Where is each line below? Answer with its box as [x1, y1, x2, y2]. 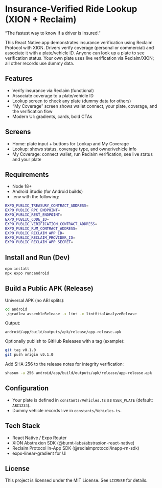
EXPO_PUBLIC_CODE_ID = [5, 217, 49, 222]
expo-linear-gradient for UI [12, 450, 67, 456]
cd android [5, 307, 27, 312]
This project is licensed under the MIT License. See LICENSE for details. [5, 477, 148, 483]
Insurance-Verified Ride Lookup [5, 3, 138, 15]
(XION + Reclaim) [5, 14, 77, 25]
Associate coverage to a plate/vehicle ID [12, 93, 94, 98]
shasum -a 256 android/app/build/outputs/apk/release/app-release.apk [5, 371, 152, 375]
